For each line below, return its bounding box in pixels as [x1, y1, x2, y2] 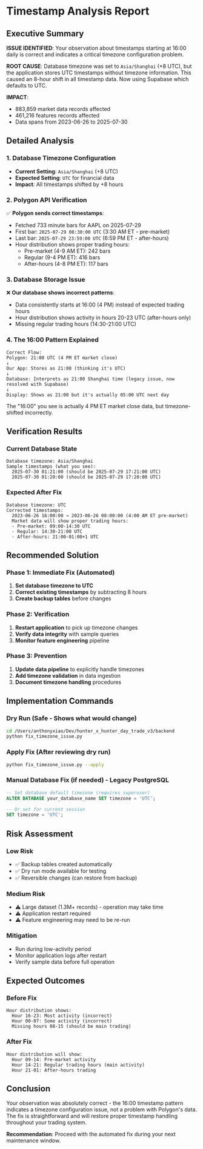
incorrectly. [24, 409, 53, 416]
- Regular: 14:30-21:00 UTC [12, 528, 83, 534]
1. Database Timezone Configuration [6, 154, 116, 162]
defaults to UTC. [6, 82, 47, 89]
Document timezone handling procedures [15, 678, 122, 686]
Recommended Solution [6, 550, 99, 560]
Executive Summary [6, 28, 84, 39]
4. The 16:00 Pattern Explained [6, 336, 99, 344]
